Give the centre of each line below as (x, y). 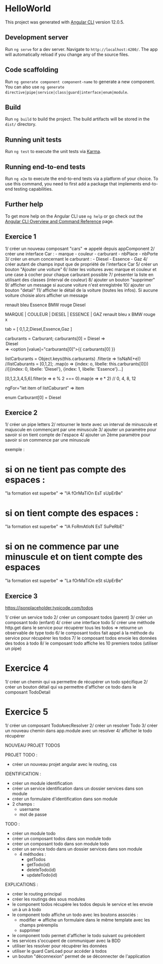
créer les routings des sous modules (49, 899)
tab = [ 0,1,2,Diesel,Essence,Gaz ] (38, 329)
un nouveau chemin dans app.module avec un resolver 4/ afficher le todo (79, 730)
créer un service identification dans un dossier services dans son (78, 788)
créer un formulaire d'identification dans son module (65, 799)
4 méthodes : (33, 854)
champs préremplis (39, 925)
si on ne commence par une (62, 546)
